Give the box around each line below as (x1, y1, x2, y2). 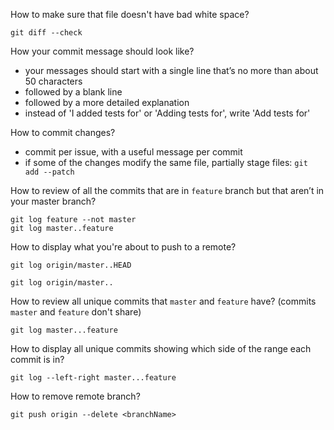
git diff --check (10, 28, 83, 38)
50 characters (24, 75, 83, 87)
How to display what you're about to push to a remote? (10, 241, 237, 253)
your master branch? (10, 195, 97, 207)
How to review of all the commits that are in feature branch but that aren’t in (10, 185, 325, 196)
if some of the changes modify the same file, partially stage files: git (24, 157, 308, 168)
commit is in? (10, 354, 65, 365)
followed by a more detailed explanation (24, 97, 190, 108)
